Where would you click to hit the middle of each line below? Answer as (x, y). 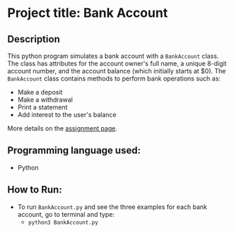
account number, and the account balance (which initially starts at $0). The (117, 71)
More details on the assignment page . (63, 128)
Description (34, 39)
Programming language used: (74, 151)
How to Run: (35, 190)
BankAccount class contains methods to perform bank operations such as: (114, 78)
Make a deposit (40, 92)
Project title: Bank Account (88, 13)
